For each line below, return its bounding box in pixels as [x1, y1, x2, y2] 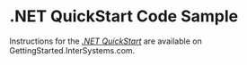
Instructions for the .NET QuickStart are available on [9, 36, 202, 46]
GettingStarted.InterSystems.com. [9, 45, 136, 55]
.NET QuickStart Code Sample [9, 6, 239, 27]
